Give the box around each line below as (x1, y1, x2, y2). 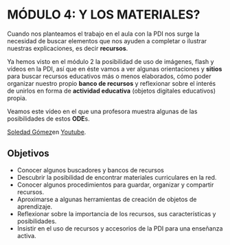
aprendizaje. (16, 202, 53, 211)
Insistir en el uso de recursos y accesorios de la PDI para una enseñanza (16, 224, 223, 233)
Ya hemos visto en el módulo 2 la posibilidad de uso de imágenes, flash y (7, 57, 214, 65)
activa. (16, 231, 36, 240)
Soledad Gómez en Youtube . (7, 128, 87, 136)
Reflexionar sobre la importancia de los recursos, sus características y (16, 209, 216, 218)
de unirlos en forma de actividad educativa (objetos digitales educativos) (7, 86, 216, 95)
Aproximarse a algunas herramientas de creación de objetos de (16, 195, 197, 203)
